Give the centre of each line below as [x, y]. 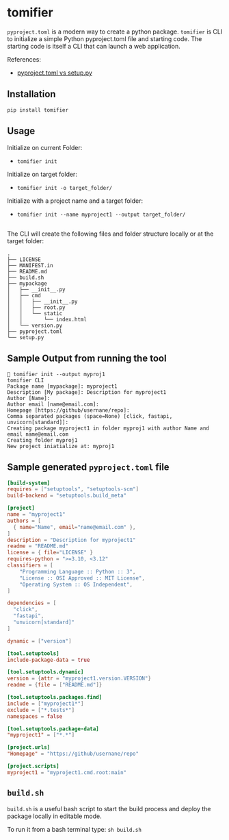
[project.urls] [29, 748]
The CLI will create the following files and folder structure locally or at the [110, 234]
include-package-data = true [49, 660]
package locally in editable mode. [54, 816]
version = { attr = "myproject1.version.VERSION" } [79, 679]
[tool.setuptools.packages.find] [55, 697]
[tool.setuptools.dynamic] [45, 672]
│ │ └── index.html [47, 319]
